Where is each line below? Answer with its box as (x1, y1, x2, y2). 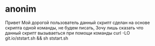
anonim (5, 3, 37, 15)
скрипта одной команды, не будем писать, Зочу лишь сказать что (5, 24, 144, 30)
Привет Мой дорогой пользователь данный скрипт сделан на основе (5, 20, 150, 25)
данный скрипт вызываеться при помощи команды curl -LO (5, 30, 131, 36)
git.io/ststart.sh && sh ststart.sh (5, 35, 68, 41)
